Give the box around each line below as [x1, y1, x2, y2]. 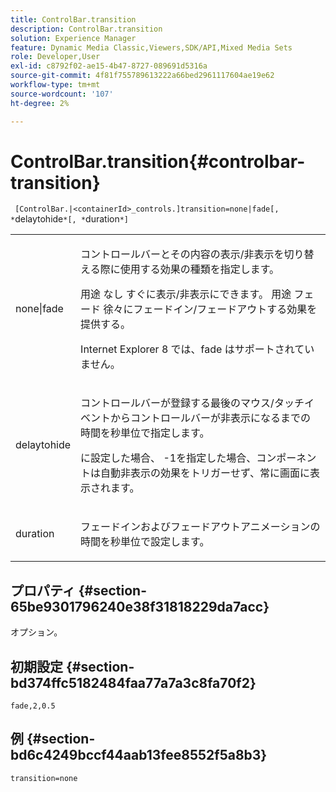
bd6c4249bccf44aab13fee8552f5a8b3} [10, 747, 268, 764]
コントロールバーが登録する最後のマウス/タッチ [80, 396, 305, 410]
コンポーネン [256, 451, 317, 465]
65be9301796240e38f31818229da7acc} [10, 598, 270, 615]
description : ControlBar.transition [10, 24, 163, 34]
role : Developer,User [10, 52, 101, 62]
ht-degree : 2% [10, 98, 70, 108]
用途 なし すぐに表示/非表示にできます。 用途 [80, 287, 292, 301]
